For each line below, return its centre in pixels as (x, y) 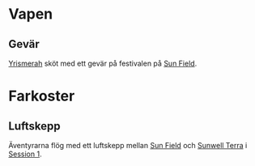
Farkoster (42, 96)
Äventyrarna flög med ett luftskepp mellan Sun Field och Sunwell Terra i (128, 145)
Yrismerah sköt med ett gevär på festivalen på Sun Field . (103, 63)
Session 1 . (25, 154)
